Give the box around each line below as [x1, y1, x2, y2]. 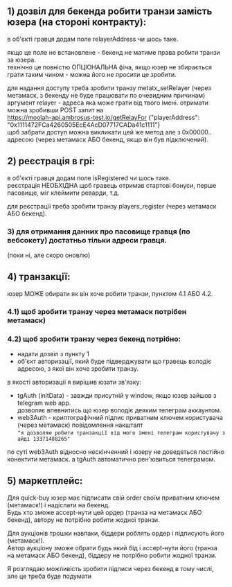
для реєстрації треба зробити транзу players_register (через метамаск [7, 202, 217, 210]
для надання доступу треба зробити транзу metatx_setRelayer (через [7, 83, 212, 92]
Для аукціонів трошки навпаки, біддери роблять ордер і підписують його [7, 529, 225, 537]
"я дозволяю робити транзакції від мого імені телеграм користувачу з [17, 429, 226, 436]
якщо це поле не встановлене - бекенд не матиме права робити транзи [7, 48, 220, 56]
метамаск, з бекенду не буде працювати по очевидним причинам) [7, 91, 206, 99]
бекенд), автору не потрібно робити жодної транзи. [7, 516, 161, 524]
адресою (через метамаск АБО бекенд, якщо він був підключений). [7, 135, 209, 143]
